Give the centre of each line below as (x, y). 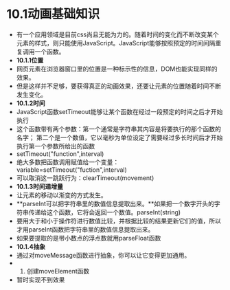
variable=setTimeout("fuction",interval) (72, 170)
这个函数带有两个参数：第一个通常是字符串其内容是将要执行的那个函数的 (118, 129)
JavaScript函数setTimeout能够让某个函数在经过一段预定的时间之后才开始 (119, 111)
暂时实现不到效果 (41, 280)
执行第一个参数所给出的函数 (56, 146)
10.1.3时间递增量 (39, 186)
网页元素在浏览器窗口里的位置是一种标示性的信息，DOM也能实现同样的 (117, 69)
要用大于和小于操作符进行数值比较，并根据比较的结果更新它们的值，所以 (118, 221)
